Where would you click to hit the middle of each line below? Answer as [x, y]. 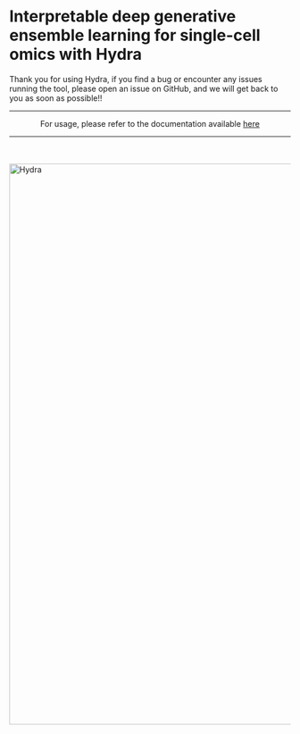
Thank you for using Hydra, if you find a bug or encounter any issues [136, 79]
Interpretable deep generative [123, 17]
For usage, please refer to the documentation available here [150, 123]
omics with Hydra [76, 54]
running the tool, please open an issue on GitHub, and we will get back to [144, 88]
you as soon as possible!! [56, 98]
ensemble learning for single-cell [135, 35]
